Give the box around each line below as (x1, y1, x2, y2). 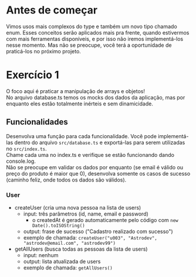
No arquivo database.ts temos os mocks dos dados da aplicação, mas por (6, 94, 185, 101)
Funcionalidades (6, 117, 69, 127)
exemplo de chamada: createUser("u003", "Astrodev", (23, 234, 157, 241)
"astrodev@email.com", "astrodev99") (23, 240, 116, 246)
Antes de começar (6, 4, 98, 17)
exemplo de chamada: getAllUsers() (23, 264, 113, 271)
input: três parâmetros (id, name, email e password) (23, 210, 148, 217)
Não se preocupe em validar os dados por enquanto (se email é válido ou (6, 163, 184, 170)
